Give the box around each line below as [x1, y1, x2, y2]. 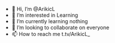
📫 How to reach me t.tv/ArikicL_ [11, 31, 90, 37]
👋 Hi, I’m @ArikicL [11, 6, 55, 12]
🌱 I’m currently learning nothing [11, 18, 88, 24]
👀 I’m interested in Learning [11, 12, 78, 19]
